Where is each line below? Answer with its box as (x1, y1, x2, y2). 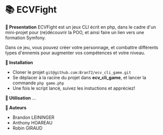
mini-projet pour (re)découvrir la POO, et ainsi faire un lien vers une (5, 29, 144, 35)
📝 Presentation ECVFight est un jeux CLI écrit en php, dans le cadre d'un (5, 24, 156, 30)
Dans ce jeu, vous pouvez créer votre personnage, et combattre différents (5, 44, 158, 50)
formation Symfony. (5, 35, 46, 41)
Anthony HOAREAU (12, 119, 53, 125)
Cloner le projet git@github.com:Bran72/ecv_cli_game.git (12, 69, 131, 75)
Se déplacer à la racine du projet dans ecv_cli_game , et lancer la (12, 74, 146, 80)
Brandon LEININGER (12, 114, 55, 120)
